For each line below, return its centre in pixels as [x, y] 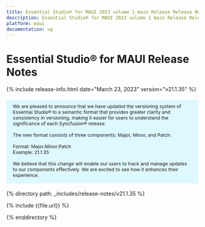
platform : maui [26, 23]
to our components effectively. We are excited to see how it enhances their [96, 169]
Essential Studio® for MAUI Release [98, 59]
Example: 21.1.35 [31, 152]
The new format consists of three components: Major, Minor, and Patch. [92, 135]
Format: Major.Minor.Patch [42, 147]
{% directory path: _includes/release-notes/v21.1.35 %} [76, 194]
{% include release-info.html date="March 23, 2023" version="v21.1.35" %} [101, 89]
